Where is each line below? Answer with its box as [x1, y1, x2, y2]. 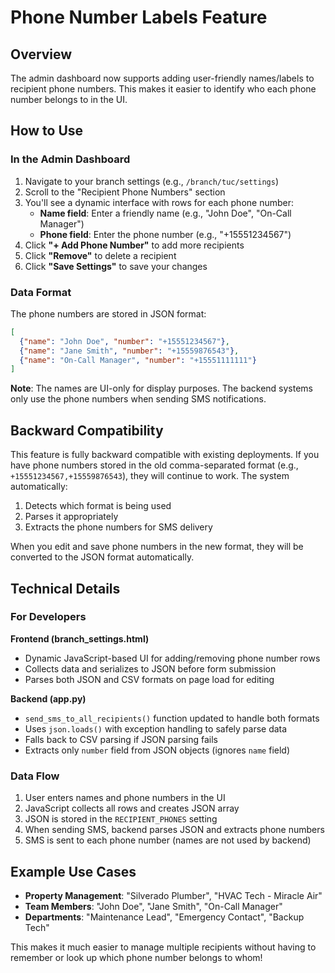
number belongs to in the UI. [10, 94, 128, 105]
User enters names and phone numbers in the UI [24, 792, 226, 804]
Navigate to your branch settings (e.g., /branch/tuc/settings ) [24, 175, 280, 187]
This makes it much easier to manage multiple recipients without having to [10, 941, 317, 953]
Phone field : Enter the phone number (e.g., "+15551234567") [39, 228, 292, 240]
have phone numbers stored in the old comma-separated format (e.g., [10, 459, 299, 471]
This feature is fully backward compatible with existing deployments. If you [10, 449, 320, 461]
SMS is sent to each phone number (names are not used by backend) [24, 834, 312, 846]
